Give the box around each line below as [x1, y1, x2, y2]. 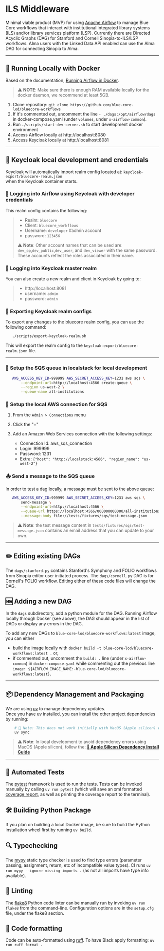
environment [12, 126, 38, 133]
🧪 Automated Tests [5, 768, 65, 776]
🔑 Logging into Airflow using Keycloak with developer [5, 190, 135, 197]
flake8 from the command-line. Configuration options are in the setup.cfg [5, 905, 154, 911]
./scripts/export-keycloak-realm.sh [12, 334, 87, 339]
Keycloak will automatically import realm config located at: [5, 169, 123, 175]
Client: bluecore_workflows [24, 222, 78, 228]
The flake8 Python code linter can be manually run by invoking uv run [5, 900, 146, 906]
